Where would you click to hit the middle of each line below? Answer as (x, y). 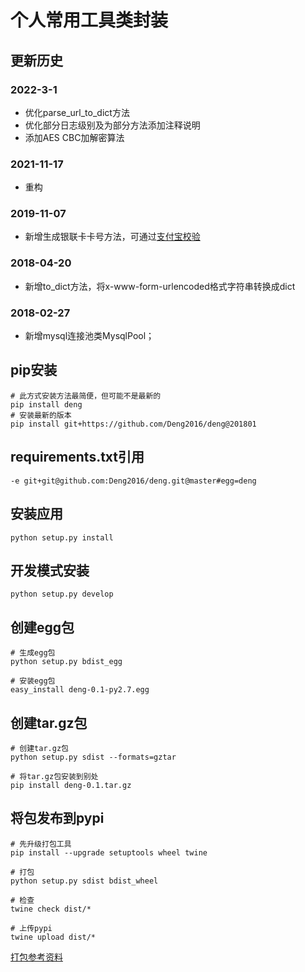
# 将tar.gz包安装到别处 (54, 776)
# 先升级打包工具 (41, 844)
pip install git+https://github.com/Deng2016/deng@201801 (133, 424)
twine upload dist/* (53, 937)
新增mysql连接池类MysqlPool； (89, 336)
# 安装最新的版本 (41, 415)
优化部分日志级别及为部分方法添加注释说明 (112, 125)
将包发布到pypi (57, 818)
